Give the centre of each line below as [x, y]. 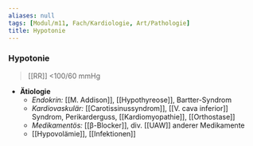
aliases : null [32, 16]
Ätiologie [35, 91]
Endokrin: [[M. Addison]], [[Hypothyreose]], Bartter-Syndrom [132, 100]
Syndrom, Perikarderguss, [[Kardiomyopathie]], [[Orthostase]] [133, 116]
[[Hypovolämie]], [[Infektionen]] [84, 133]
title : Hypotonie [37, 30]
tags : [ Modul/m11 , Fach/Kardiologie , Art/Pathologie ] [99, 23]
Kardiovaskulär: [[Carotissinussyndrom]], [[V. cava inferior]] [130, 108]
